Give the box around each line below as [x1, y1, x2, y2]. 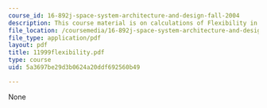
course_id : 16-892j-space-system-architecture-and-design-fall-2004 [8, 11, 240, 20]
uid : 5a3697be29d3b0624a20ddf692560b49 [8, 64, 141, 71]
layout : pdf [8, 41, 48, 49]
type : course [8, 56, 52, 64]
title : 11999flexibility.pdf [8, 48, 105, 56]
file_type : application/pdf [8, 33, 102, 42]
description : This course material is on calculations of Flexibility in [8, 19, 258, 27]
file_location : [8, 26, 59, 34]
